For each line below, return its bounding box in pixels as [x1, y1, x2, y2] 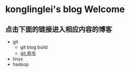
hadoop [12, 61, 29, 67]
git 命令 [20, 50, 37, 56]
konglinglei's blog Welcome [5, 4, 125, 15]
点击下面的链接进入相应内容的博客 [5, 25, 112, 33]
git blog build [20, 44, 48, 50]
